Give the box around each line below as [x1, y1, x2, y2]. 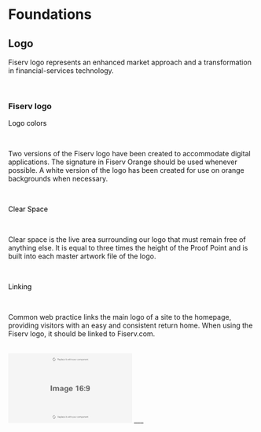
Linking [8, 282, 32, 291]
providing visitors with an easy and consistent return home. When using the [8, 320, 253, 331]
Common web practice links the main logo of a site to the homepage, [8, 313, 232, 322]
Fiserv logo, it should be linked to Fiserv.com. [8, 329, 156, 339]
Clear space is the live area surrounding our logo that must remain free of [8, 235, 246, 244]
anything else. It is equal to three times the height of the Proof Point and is [8, 243, 248, 253]
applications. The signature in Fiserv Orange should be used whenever [8, 157, 237, 167]
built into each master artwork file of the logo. [8, 251, 156, 261]
